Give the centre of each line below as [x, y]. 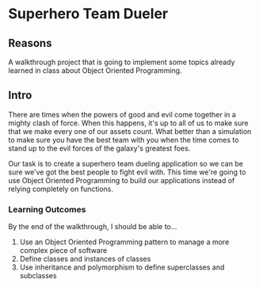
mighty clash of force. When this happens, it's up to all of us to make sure [128, 123]
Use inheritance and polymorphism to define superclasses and [122, 267]
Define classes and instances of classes [85, 259]
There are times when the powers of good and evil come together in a [122, 114]
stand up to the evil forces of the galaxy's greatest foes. [99, 148]
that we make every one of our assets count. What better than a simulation [130, 131]
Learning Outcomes [47, 209]
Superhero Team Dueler [88, 14]
